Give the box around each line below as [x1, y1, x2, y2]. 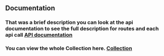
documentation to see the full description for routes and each [5, 25, 159, 32]
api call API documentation [5, 31, 73, 38]
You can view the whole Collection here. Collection [5, 45, 132, 52]
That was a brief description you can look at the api [5, 19, 133, 26]
